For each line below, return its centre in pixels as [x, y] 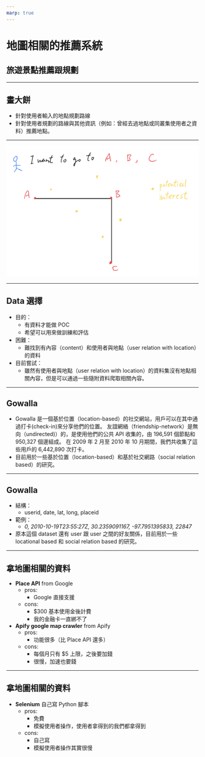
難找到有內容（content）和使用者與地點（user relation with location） [110, 347]
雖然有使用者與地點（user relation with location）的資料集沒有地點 [107, 371]
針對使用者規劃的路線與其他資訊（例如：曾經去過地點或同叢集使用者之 [103, 124]
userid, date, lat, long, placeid [62, 512]
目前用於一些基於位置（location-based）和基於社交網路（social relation [105, 457]
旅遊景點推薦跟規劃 [42, 70]
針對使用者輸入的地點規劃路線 [52, 116]
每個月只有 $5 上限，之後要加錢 [73, 654]
